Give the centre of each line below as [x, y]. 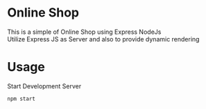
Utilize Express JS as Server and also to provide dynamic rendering [103, 39]
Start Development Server [44, 86]
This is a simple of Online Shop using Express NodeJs [84, 32]
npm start [22, 99]
